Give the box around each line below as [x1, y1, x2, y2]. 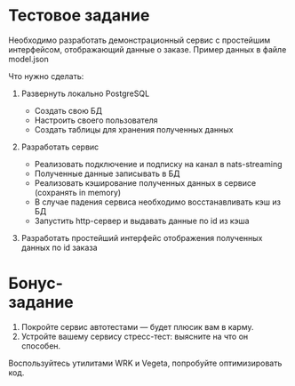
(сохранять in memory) [34, 187, 122, 197]
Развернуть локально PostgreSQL [20, 88, 150, 99]
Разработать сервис [20, 141, 100, 152]
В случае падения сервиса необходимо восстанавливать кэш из [34, 197, 282, 207]
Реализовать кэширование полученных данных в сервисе [34, 177, 257, 188]
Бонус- [8, 273, 64, 294]
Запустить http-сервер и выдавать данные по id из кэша [34, 215, 250, 226]
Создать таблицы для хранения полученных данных [34, 124, 234, 134]
